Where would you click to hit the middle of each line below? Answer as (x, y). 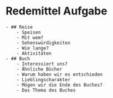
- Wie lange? (33, 48)
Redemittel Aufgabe (56, 11)
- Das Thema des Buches (46, 90)
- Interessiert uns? (42, 64)
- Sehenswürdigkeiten (43, 43)
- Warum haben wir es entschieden (60, 74)
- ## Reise (19, 27)
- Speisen (29, 32)
